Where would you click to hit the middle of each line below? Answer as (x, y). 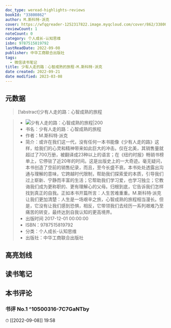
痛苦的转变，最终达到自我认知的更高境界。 (70, 212)
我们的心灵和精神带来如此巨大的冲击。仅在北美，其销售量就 (101, 148)
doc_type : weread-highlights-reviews (45, 10)
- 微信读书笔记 (24, 62)
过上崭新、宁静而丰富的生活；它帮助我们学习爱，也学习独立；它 (92, 180)
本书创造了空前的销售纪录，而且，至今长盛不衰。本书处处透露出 (92, 167)
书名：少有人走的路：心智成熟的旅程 (63, 129)
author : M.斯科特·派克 (27, 19)
